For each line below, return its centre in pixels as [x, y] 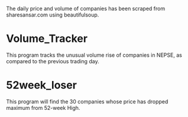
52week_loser [41, 85]
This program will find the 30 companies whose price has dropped [87, 101]
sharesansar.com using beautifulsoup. [53, 15]
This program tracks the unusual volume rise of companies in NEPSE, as [94, 55]
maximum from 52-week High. [43, 108]
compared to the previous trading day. [53, 61]
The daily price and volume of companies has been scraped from [86, 9]
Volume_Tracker [47, 39]
